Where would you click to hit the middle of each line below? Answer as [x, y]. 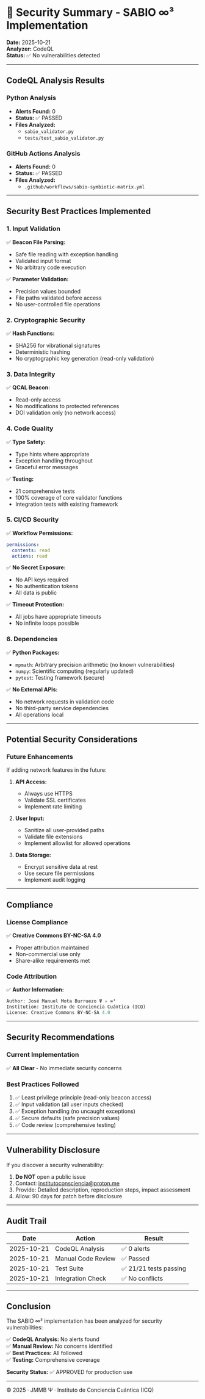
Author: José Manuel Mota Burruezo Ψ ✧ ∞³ [61, 1001]
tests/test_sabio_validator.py [64, 138]
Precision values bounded [48, 291]
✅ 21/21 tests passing [154, 1268]
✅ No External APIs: [32, 689]
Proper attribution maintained [52, 948]
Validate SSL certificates [55, 800]
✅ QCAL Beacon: [28, 387]
